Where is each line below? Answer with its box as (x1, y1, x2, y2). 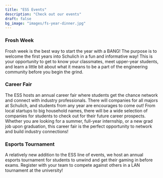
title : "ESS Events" (5, 7, 47, 12)
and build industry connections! (5, 128, 69, 134)
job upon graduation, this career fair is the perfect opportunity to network (5, 123, 152, 129)
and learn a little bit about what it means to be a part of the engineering (5, 64, 148, 69)
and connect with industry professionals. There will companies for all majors (5, 97, 158, 103)
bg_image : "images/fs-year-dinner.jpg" (5, 21, 86, 26)
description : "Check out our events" (5, 12, 82, 17)
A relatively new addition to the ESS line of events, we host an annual (5, 152, 144, 158)
